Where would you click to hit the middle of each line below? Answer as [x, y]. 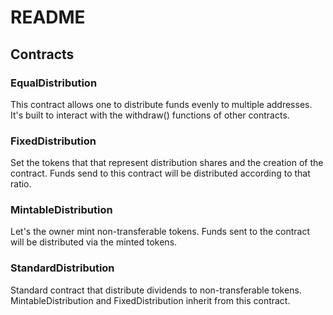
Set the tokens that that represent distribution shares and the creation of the [167, 163]
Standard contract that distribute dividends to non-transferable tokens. [156, 290]
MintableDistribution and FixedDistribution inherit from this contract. [150, 300]
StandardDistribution [62, 268]
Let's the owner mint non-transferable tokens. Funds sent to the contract [160, 232]
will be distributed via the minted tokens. [94, 242]
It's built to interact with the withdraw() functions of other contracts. [150, 115]
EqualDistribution [54, 83]
